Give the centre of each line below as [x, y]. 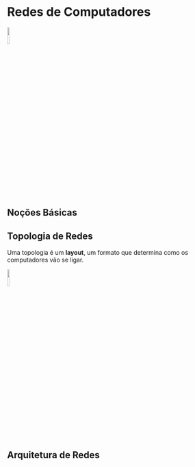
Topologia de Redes [50, 236]
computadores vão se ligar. [45, 260]
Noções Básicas [42, 213]
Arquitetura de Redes [54, 455]
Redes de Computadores [79, 12]
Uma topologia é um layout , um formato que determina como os [98, 253]
